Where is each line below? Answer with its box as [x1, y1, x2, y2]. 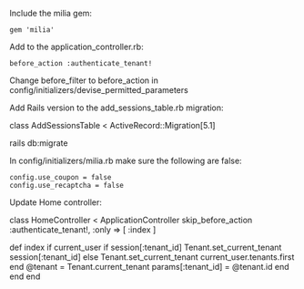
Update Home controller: [9, 197, 103, 208]
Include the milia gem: [9, 8, 93, 18]
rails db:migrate [9, 138, 68, 149]
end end [9, 271, 41, 282]
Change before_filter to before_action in [9, 75, 159, 86]
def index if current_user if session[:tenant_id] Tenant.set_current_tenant [9, 242, 282, 253]
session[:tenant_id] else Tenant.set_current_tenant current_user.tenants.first [9, 252, 295, 263]
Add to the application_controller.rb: [9, 41, 144, 52]
